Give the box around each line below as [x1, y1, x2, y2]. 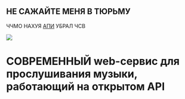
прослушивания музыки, [6, 67, 138, 81]
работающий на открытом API [6, 80, 165, 93]
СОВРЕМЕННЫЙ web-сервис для [6, 55, 180, 68]
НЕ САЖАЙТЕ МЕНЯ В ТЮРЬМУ [6, 7, 131, 17]
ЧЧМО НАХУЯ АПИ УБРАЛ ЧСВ [6, 22, 85, 29]
